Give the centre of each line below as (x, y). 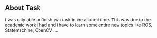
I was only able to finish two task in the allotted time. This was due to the (78, 19)
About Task (23, 8)
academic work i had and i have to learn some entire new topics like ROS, (79, 25)
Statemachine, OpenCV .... (32, 30)
